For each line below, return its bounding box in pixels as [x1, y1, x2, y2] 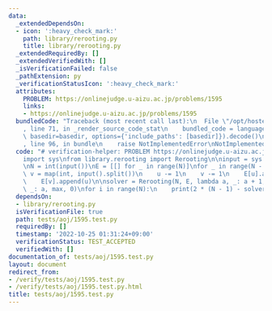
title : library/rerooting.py [23, 42, 121, 50]
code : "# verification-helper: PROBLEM [15, 147, 151, 155]
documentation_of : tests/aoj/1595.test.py [8, 253, 154, 261]
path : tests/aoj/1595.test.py [15, 215, 117, 224]
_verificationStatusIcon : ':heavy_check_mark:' [15, 79, 180, 87]
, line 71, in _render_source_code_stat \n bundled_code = [23, 125, 233, 133]
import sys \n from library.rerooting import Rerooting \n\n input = [23, 155, 249, 163]
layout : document [8, 260, 67, 268]
